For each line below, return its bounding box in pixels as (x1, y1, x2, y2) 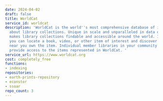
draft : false (5, 12, 32, 17)
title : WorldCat (5, 16, 38, 21)
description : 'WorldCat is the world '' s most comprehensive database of (5, 25, 155, 30)
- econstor (5, 79, 27, 84)
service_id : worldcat (5, 20, 49, 26)
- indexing (5, 66, 27, 71)
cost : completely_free (5, 57, 51, 62)
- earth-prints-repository (5, 75, 60, 80)
